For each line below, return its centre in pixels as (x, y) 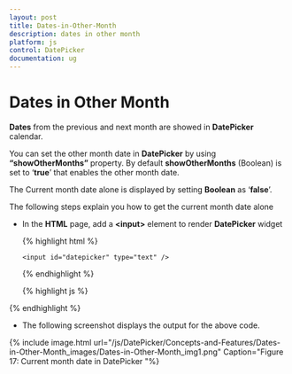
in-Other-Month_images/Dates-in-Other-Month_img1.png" (115, 352)
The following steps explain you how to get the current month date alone (142, 206)
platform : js (33, 42)
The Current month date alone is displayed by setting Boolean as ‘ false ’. (141, 189)
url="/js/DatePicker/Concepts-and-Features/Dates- (187, 342)
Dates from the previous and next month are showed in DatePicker (131, 127)
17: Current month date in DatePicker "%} (85, 361)
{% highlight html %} (60, 241)
